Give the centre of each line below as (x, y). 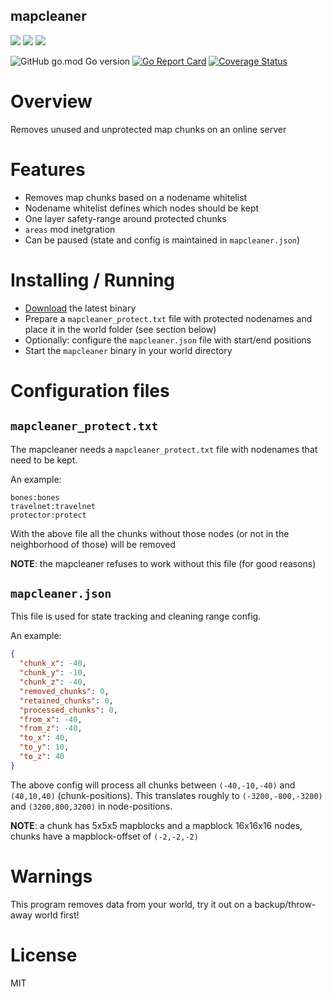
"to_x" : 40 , (44, 738)
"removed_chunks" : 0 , (64, 691)
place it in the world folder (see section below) (120, 329)
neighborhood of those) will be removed (93, 544)
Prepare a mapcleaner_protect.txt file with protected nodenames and (168, 318)
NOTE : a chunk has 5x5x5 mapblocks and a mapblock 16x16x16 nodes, (156, 825)
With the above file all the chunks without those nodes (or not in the (150, 533)
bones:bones (35, 497)
